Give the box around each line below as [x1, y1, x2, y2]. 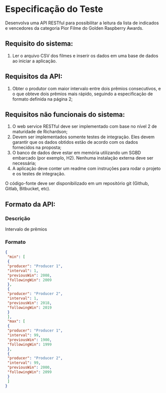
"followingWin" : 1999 [7, 342, 52, 347]
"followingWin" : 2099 [7, 370, 52, 375]
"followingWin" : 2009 [7, 278, 52, 282]
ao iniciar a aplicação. [12, 58, 57, 64]
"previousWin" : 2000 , [7, 365, 52, 370]
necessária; [12, 160, 36, 167]
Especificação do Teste [5, 3, 103, 15]
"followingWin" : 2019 [7, 305, 52, 310]
